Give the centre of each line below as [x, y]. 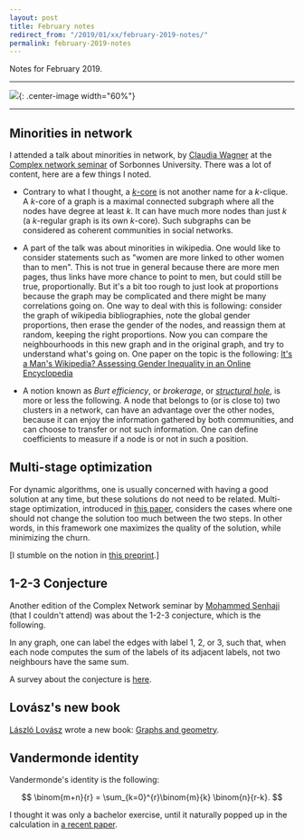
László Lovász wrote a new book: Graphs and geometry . [114, 729]
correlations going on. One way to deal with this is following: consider [152, 306]
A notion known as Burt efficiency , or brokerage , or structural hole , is [151, 391]
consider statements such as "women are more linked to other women [153, 258]
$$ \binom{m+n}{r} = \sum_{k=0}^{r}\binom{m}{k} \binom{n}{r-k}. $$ [152, 797]
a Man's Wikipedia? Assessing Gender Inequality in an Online [137, 364]
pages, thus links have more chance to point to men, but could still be [152, 277]
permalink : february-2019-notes [70, 43]
